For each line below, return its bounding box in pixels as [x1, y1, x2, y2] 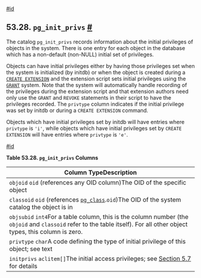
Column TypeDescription [63, 168, 138, 177]
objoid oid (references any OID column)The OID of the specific [9, 178, 187, 187]
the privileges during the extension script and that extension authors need [6, 88, 188, 95]
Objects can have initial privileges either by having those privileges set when [6, 62, 196, 69]
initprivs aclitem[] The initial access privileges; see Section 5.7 [9, 254, 191, 262]
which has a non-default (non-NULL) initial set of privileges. [6, 51, 154, 58]
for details [9, 262, 38, 270]
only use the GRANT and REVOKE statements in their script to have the [6, 94, 172, 101]
